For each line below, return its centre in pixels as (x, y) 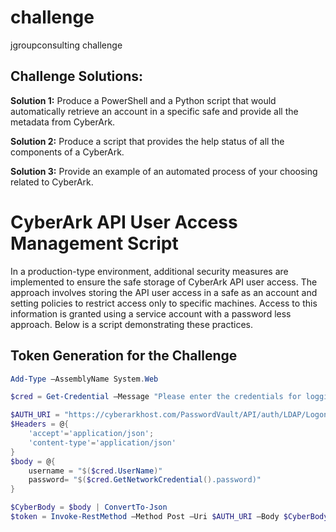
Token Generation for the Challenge (124, 356)
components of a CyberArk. (67, 152)
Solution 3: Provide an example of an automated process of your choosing (164, 171)
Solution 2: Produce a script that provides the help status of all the (147, 141)
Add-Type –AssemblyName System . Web (84, 379)
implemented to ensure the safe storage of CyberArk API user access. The (164, 282)
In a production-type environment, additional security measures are (149, 271)
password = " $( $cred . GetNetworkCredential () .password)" (145, 480)
